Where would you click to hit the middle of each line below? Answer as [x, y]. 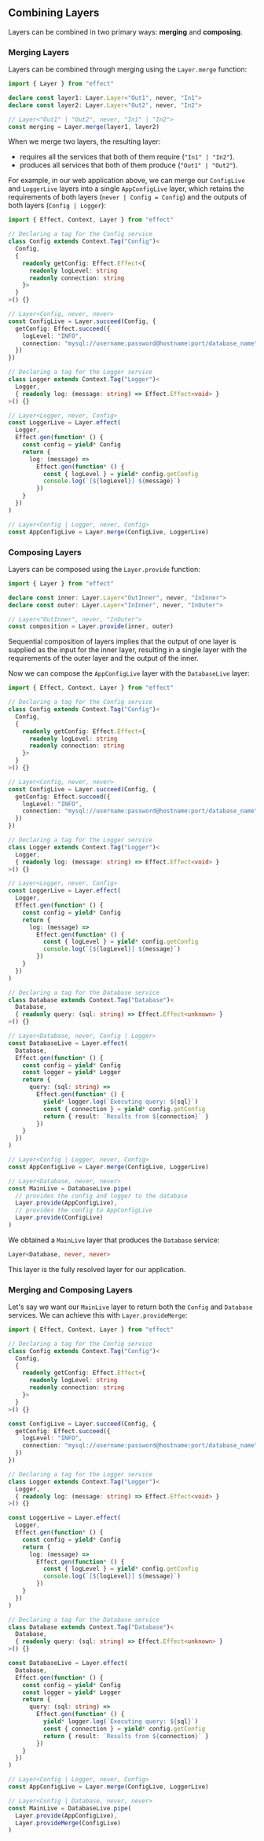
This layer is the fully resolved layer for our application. [97, 1269]
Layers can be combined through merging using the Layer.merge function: [128, 69]
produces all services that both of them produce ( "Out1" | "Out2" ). [128, 165]
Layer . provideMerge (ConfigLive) [68, 1823]
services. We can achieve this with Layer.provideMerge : [98, 1315]
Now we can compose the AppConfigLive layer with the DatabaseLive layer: [129, 673]
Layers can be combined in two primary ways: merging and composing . [125, 31]
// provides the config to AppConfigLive [84, 1210]
